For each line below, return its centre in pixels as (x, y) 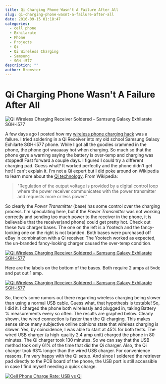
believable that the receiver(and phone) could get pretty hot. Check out (78, 222)
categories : (17, 24)
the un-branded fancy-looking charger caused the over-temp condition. (78, 243)
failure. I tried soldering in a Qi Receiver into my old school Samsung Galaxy (83, 139)
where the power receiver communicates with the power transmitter (86, 191)
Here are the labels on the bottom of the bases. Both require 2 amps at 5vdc (83, 267)
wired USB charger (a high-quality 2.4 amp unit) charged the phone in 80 (80, 335)
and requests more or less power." (52, 196)
